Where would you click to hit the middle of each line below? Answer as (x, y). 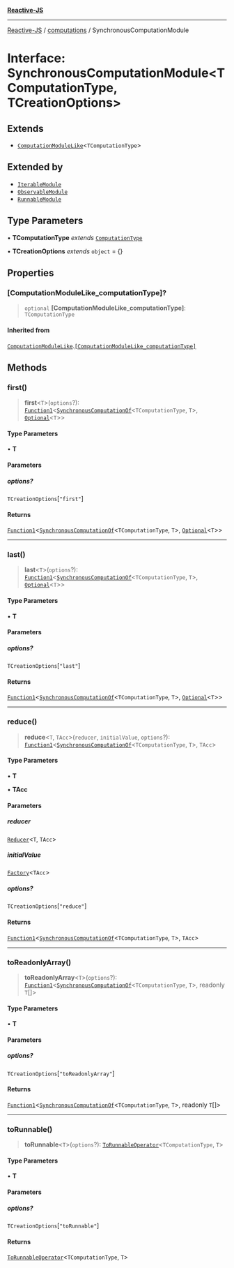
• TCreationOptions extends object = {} (65, 251)
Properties (31, 273)
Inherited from (29, 330)
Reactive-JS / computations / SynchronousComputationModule (98, 30)
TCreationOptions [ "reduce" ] (47, 906)
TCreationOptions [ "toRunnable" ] (53, 1225)
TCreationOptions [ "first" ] (45, 498)
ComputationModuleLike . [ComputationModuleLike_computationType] (102, 345)
